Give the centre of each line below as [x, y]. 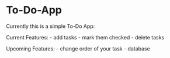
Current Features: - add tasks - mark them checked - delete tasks [85, 37]
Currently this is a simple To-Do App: [51, 26]
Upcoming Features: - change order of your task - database [78, 48]
